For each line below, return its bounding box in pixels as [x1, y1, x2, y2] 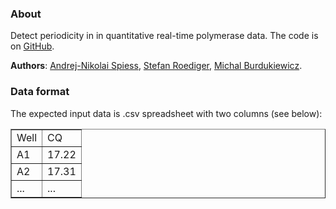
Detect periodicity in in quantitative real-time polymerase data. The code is [10, 30, 319, 42]
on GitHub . [10, 40, 55, 52]
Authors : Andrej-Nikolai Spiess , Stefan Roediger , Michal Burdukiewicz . [10, 60, 303, 72]
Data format [10, 85, 70, 99]
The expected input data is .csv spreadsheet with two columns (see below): [10, 107, 323, 119]
